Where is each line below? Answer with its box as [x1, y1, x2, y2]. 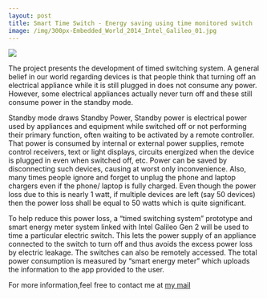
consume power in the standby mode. [8, 98, 134, 107]
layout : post [8, 11, 52, 20]
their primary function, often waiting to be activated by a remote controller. [8, 130, 255, 140]
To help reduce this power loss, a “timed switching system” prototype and [8, 214, 253, 223]
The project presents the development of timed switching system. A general [8, 63, 259, 73]
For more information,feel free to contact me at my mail [8, 280, 191, 290]
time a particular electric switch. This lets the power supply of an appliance [8, 231, 257, 240]
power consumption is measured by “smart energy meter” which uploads [8, 256, 250, 266]
